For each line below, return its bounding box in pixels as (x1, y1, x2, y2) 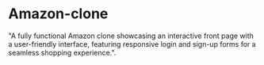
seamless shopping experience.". (8, 48, 117, 57)
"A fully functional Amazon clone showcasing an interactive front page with (8, 31, 254, 40)
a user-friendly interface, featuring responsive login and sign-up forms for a (8, 39, 256, 48)
